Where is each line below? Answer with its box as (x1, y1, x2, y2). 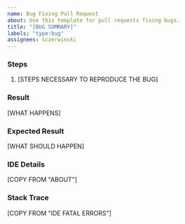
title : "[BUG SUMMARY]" (7, 23, 77, 30)
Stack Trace (7, 193, 49, 203)
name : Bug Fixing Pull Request (7, 10, 99, 17)
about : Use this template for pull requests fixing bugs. (7, 17, 180, 24)
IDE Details (7, 159, 46, 169)
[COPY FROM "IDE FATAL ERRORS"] (7, 209, 112, 217)
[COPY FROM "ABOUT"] (7, 176, 78, 184)
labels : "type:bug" (7, 29, 64, 37)
